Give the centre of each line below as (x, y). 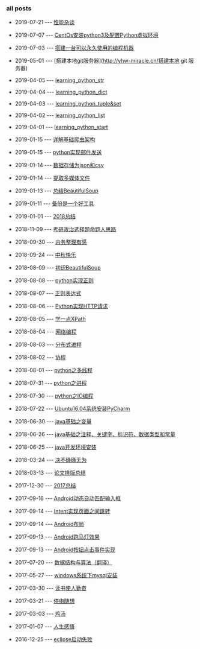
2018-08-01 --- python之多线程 (54, 370)
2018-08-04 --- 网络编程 (46, 332)
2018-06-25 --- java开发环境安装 (56, 447)
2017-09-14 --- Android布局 (50, 524)
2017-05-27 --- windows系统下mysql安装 (66, 575)
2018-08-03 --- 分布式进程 (48, 344)
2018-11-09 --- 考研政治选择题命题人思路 (65, 229)
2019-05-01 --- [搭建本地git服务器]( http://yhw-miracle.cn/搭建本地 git (101, 61)
